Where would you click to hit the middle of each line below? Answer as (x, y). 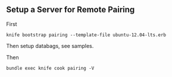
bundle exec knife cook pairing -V (50, 68)
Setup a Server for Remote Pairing (71, 10)
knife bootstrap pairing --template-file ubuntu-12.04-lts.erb (86, 35)
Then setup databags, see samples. (50, 46)
